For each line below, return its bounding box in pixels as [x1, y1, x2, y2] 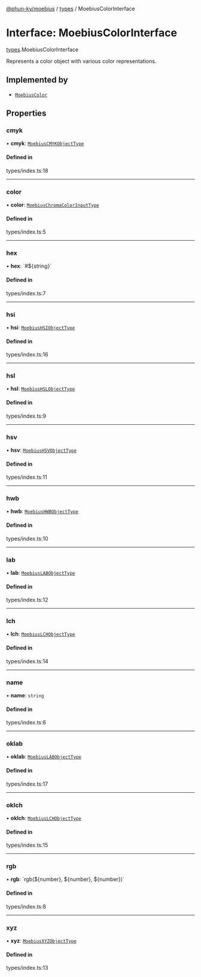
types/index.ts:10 [6, 535, 49, 542]
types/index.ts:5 [6, 228, 46, 236]
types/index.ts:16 [6, 351, 48, 358]
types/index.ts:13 [6, 964, 48, 972]
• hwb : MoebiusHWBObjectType [6, 508, 79, 515]
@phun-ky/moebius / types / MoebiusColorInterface [6, 5, 136, 12]
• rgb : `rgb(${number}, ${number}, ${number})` [6, 876, 124, 883]
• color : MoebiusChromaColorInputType [6, 201, 99, 208]
